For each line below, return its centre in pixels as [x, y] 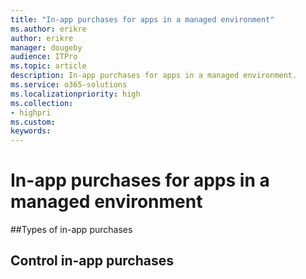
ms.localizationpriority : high [75, 94]
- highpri [31, 112]
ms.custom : [33, 122]
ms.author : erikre [48, 29]
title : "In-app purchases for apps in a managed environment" [142, 19]
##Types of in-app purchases [71, 230]
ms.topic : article [48, 66]
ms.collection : [42, 103]
